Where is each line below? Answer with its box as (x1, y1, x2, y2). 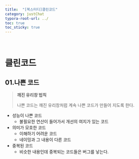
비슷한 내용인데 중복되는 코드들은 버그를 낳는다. (19, 149, 109, 155)
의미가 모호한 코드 (12, 125, 46, 130)
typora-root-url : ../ (5, 16, 49, 21)
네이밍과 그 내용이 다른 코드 (19, 137, 71, 143)
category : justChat (5, 12, 45, 16)
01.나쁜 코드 (5, 78, 40, 87)
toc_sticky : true (5, 25, 40, 30)
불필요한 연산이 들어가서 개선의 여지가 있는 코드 (19, 119, 109, 125)
